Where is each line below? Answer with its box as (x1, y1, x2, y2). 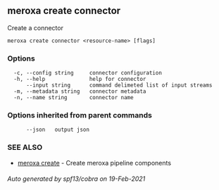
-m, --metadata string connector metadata (13, 88, 146, 95)
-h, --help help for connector (13, 76, 146, 83)
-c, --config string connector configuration (13, 70, 162, 77)
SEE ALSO (7, 143, 43, 153)
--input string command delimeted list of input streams (25, 82, 213, 89)
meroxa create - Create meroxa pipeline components (17, 158, 171, 167)
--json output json (25, 126, 90, 134)
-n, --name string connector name (13, 94, 134, 101)
